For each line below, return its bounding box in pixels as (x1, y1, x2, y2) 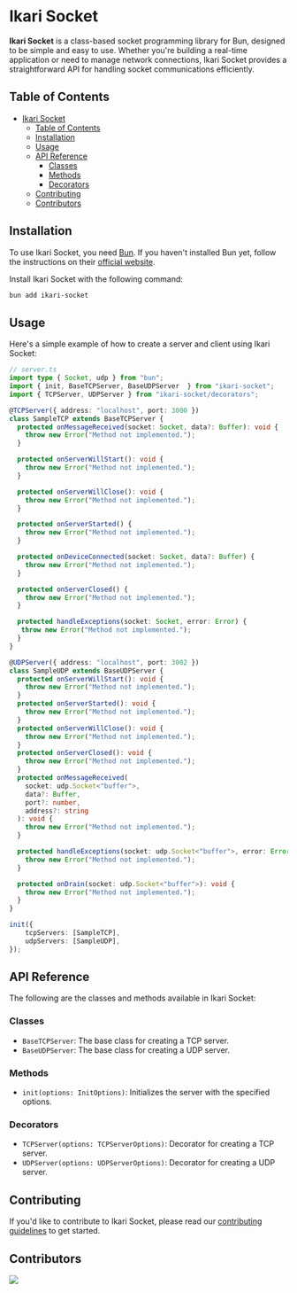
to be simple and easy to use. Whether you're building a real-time (9, 44, 247, 55)
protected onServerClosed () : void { (17, 749, 152, 758)
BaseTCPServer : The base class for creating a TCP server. (21, 1035, 230, 1046)
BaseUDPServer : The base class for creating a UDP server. (21, 1044, 231, 1055)
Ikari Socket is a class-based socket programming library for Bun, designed (9, 35, 286, 46)
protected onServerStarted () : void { (17, 699, 156, 708)
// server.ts (9, 365, 57, 374)
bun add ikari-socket (9, 291, 89, 300)
